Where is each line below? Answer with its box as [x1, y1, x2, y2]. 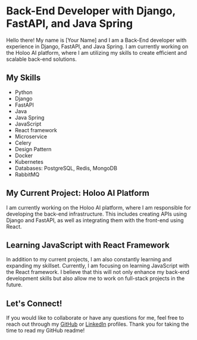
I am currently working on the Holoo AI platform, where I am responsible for [6, 204, 192, 211]
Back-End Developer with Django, [6, 4, 176, 18]
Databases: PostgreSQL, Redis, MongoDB [14, 164, 118, 171]
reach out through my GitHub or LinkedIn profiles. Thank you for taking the [6, 320, 189, 328]
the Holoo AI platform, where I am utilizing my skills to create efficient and [6, 49, 187, 56]
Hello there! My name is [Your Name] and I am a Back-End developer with [6, 36, 187, 43]
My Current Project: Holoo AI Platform [6, 188, 150, 198]
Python [14, 88, 33, 96]
